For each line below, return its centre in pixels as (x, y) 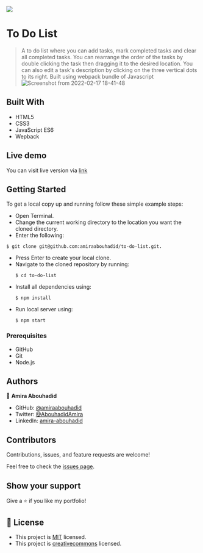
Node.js (25, 362)
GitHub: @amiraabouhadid (48, 408)
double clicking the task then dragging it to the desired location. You (107, 63)
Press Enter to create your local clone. (63, 258)
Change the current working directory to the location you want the (98, 222)
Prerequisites (27, 336)
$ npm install (33, 298)
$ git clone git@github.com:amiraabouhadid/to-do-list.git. (84, 247)
